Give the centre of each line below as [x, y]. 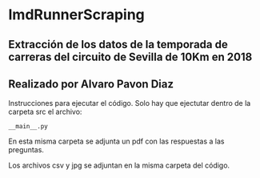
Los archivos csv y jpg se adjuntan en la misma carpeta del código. [119, 165]
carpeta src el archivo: [45, 112]
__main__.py [28, 127]
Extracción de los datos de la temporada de [118, 44]
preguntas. [26, 150]
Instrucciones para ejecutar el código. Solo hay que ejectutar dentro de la [130, 103]
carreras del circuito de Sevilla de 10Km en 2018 [130, 57]
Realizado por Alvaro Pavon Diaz [91, 84]
